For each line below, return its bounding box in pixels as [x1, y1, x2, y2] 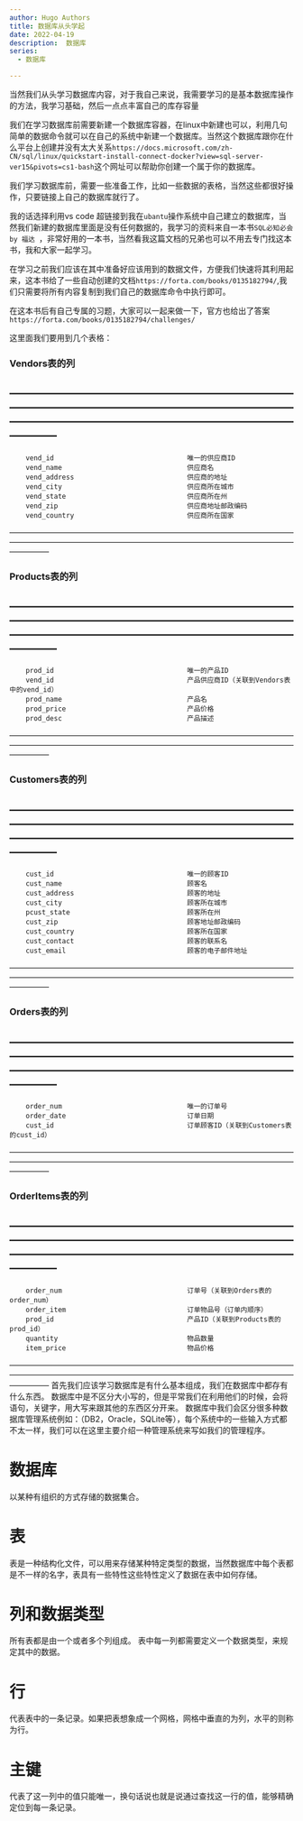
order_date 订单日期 [25, 1111, 215, 1120]
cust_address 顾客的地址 [25, 889, 221, 898]
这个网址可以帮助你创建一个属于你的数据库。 [94, 161, 261, 171]
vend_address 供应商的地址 [25, 473, 228, 482]
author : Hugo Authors [9, 13, 91, 23]
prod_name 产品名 [25, 695, 207, 704]
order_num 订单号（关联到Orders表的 [25, 1286, 272, 1295]
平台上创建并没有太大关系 [16, 142, 113, 152]
